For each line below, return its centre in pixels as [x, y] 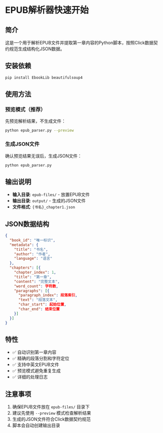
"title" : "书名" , [31, 249]
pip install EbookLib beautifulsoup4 [44, 78]
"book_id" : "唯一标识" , [33, 240]
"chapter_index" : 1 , [35, 273]
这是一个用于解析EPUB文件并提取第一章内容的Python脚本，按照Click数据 [80, 43]
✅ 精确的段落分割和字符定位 [41, 358]
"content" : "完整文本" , [37, 281]
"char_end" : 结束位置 [39, 309]
